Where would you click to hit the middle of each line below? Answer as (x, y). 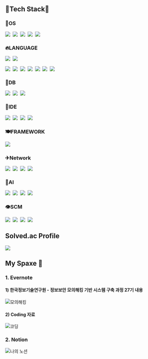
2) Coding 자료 (20, 314)
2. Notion (17, 340)
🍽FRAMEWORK (25, 132)
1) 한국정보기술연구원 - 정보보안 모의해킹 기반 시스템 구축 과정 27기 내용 (74, 290)
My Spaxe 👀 (24, 263)
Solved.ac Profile (32, 236)
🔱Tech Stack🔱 (27, 9)
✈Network (18, 158)
